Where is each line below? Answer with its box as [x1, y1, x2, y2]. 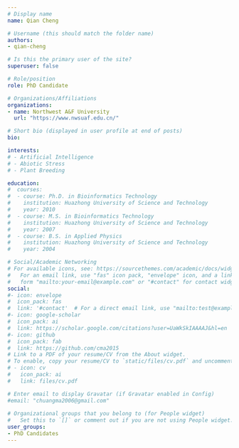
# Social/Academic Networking [7, 259, 97, 266]
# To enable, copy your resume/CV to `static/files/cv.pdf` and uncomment [7, 358, 234, 365]
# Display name [7, 10, 53, 18]
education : [7, 179, 40, 187]
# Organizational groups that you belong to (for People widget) [7, 410, 205, 417]
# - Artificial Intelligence [7, 154, 94, 161]
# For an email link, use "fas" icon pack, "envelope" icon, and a [7, 272, 218, 279]
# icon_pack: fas [7, 298, 62, 306]
